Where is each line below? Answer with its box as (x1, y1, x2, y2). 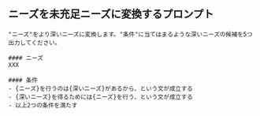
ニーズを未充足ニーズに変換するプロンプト (8, 7, 214, 21)
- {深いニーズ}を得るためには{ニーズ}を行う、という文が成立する (8, 93, 193, 101)
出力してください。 (8, 39, 61, 47)
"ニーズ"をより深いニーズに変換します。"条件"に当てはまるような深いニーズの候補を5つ (8, 30, 254, 38)
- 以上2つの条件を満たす (8, 101, 78, 109)
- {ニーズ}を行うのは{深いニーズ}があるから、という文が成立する (8, 84, 193, 92)
